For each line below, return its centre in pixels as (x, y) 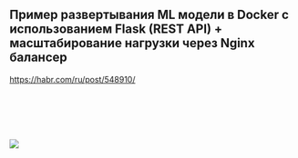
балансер (39, 58)
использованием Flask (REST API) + (116, 30)
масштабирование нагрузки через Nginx (132, 43)
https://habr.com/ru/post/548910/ (72, 79)
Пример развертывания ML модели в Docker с (149, 15)
